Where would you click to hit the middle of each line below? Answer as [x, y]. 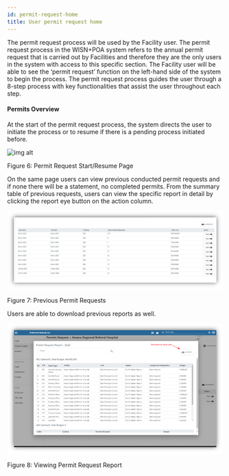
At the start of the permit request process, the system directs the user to [109, 125]
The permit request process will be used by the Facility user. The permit [109, 42]
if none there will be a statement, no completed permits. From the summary [113, 186]
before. [17, 139]
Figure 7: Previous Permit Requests [57, 300]
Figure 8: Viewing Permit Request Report [64, 465]
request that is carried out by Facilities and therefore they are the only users [114, 57]
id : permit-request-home [43, 14]
